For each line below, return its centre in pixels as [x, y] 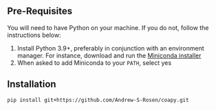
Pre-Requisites [40, 11]
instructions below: [34, 35]
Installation [32, 84]
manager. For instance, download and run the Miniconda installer [109, 55]
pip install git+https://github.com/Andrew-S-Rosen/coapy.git [98, 100]
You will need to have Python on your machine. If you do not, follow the [108, 27]
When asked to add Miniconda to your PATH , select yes [94, 63]
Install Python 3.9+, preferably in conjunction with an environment [110, 48]
